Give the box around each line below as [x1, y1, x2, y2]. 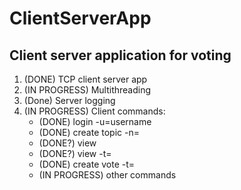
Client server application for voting [9, 47, 232, 64]
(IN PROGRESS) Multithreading [23, 84, 152, 96]
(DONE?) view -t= [38, 148, 112, 159]
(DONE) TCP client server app [23, 73, 148, 85]
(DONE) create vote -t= [38, 158, 136, 170]
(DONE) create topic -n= [38, 127, 140, 138]
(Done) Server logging [23, 95, 116, 106]
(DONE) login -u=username [38, 116, 152, 127]
